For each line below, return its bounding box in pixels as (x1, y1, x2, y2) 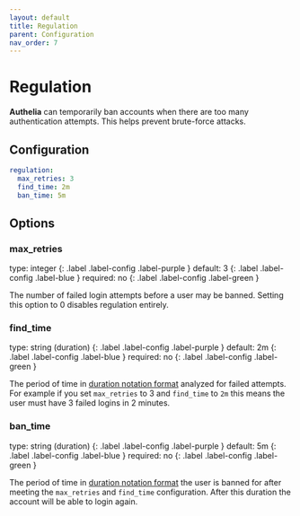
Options (9, 215, 56, 231)
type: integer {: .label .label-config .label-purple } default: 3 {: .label (9, 263, 259, 274)
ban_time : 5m (17, 190, 66, 200)
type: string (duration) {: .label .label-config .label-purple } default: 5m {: (9, 441, 277, 451)
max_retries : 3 (17, 174, 75, 183)
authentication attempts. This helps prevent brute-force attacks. (9, 116, 246, 127)
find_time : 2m (17, 182, 70, 191)
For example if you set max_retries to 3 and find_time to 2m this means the (9, 388, 286, 399)
